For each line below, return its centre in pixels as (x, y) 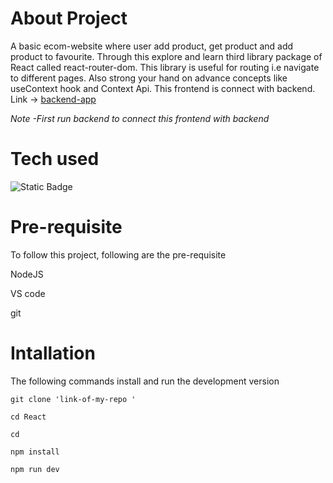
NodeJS (27, 274)
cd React (28, 417)
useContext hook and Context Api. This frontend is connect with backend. (163, 88)
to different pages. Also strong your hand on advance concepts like (149, 78)
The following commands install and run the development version (145, 381)
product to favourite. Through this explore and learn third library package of (166, 56)
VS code (28, 293)
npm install (35, 452)
